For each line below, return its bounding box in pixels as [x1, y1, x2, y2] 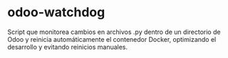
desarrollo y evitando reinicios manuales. [7, 42, 128, 51]
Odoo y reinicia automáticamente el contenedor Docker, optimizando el [7, 35, 217, 43]
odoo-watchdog [7, 4, 105, 21]
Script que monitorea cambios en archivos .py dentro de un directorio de [7, 28, 221, 36]
